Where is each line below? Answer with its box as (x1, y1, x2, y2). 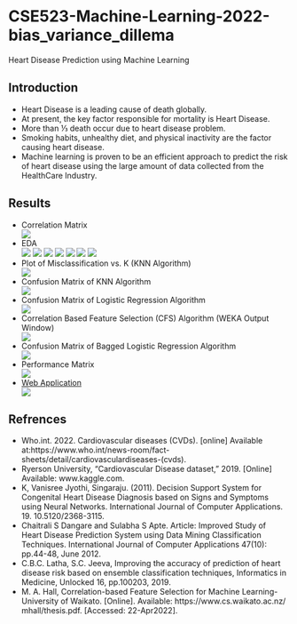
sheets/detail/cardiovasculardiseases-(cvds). (20, 454, 187, 465)
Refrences (8, 412, 67, 427)
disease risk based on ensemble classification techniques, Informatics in (20, 567, 287, 579)
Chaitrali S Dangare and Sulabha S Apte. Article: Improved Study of (20, 520, 267, 531)
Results (8, 196, 51, 211)
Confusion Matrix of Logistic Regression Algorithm (20, 294, 206, 305)
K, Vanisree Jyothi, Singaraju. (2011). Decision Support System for (20, 483, 262, 493)
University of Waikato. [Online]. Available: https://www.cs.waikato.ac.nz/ (20, 596, 286, 606)
